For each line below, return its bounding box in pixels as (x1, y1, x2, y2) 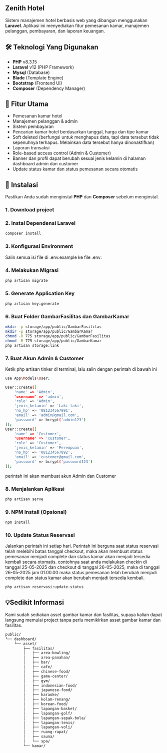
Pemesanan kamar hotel (12, 113, 62, 119)
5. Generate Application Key (5, 290, 75, 297)
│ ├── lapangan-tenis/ (23, 720, 75, 725)
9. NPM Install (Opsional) (5, 508, 67, 515)
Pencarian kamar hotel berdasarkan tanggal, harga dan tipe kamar (12, 129, 149, 135)
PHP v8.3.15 (12, 58, 37, 64)
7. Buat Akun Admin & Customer (5, 355, 84, 362)
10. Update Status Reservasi (5, 532, 75, 539)
